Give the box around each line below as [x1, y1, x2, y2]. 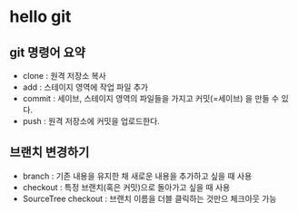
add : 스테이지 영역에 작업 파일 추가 [22, 82, 148, 92]
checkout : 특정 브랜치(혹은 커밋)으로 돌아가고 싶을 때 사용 [22, 181, 231, 192]
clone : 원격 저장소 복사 [22, 71, 106, 81]
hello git [9, 6, 72, 27]
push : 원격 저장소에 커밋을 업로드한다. [22, 116, 161, 126]
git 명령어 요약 [9, 44, 86, 60]
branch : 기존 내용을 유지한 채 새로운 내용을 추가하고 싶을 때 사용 [22, 170, 253, 181]
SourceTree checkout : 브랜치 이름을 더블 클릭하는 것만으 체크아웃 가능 [22, 193, 277, 204]
